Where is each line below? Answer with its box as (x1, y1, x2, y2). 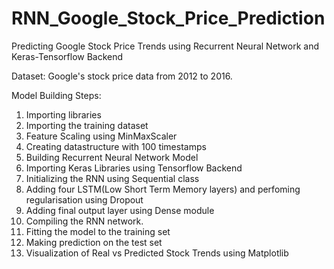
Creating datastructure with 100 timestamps (25, 140, 207, 152)
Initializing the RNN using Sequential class (25, 172, 200, 184)
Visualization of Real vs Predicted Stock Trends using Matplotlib (25, 247, 289, 259)
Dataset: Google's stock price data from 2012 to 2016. (11, 70, 233, 82)
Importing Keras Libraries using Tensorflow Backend (25, 162, 243, 174)
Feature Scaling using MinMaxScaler (25, 130, 178, 142)
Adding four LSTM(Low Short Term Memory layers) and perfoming (25, 183, 301, 195)
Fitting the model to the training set (25, 225, 171, 237)
